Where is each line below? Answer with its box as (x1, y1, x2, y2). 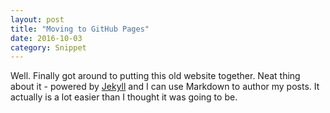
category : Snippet (10, 42, 87, 53)
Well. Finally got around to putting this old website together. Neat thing (10, 70, 301, 82)
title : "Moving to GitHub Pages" (10, 24, 150, 34)
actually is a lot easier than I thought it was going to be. (10, 91, 238, 103)
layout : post (10, 14, 65, 25)
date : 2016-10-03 (10, 33, 83, 43)
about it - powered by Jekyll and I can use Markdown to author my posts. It (10, 81, 320, 93)
